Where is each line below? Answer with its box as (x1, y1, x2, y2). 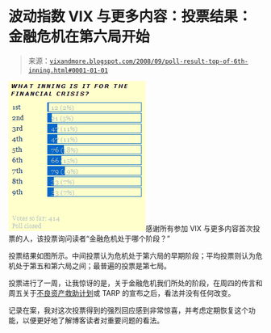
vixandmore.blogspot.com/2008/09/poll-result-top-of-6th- (49, 57, 248, 65)
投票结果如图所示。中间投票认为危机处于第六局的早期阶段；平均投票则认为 (8, 251, 256, 260)
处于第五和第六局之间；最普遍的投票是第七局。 (15, 260, 171, 271)
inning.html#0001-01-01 (27, 66, 109, 74)
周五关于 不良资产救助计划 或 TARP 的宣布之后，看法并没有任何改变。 (8, 288, 236, 297)
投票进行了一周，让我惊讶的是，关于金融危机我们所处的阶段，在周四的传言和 (8, 278, 263, 288)
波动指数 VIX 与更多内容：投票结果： (8, 7, 252, 26)
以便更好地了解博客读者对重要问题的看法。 (22, 315, 164, 325)
